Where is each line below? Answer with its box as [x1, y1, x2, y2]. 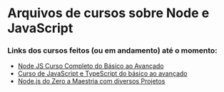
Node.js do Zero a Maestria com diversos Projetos [17, 77, 166, 86]
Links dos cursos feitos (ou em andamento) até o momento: [7, 46, 218, 56]
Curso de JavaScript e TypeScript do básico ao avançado [17, 69, 188, 78]
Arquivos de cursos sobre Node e [7, 5, 210, 21]
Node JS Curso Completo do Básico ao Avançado [17, 62, 164, 71]
